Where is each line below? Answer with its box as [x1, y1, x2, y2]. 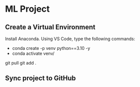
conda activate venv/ [12, 50, 55, 56]
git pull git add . [5, 60, 37, 65]
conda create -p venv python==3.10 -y [12, 45, 91, 51]
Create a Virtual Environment [5, 23, 95, 31]
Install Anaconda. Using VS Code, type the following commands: [5, 36, 136, 42]
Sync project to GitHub [5, 74, 76, 83]
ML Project [5, 3, 50, 15]
